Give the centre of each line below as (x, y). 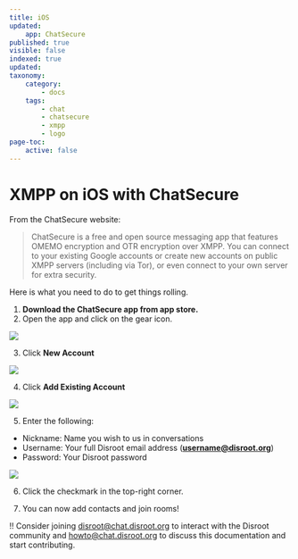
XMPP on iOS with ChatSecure (124, 194)
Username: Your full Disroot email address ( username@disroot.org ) (148, 447)
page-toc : (28, 142)
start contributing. (42, 545)
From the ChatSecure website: (65, 219)
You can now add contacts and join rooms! (101, 508)
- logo (54, 134)
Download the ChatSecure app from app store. (110, 309)
